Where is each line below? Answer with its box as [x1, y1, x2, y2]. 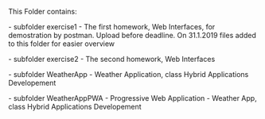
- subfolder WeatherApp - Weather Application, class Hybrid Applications [8, 70, 249, 79]
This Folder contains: [8, 7, 77, 16]
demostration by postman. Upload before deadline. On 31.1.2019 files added [8, 31, 256, 40]
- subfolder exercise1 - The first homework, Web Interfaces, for [8, 22, 216, 31]
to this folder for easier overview [8, 39, 115, 48]
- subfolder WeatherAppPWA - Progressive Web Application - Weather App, [8, 94, 257, 102]
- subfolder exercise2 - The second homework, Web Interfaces [8, 55, 216, 63]
